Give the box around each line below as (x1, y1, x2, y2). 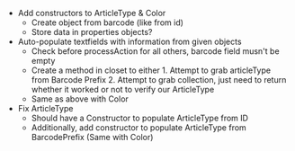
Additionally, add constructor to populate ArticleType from (31, 122, 247, 133)
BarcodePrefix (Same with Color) (31, 132, 154, 142)
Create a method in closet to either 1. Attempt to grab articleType (31, 65, 272, 75)
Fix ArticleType (17, 103, 74, 113)
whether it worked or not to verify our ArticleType (31, 84, 215, 94)
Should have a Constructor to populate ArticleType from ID (31, 112, 249, 123)
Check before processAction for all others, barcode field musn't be (31, 46, 281, 57)
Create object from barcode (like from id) (31, 17, 184, 28)
